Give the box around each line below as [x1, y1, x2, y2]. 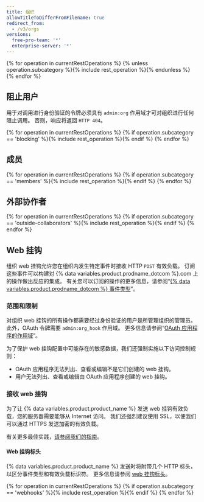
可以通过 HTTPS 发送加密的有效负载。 [6, 420, 102, 427]
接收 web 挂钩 [6, 390, 47, 399]
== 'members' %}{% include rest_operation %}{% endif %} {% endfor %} [6, 177, 192, 184]
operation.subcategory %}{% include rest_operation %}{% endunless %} [6, 66, 191, 73]
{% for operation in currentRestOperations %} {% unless [6, 59, 148, 67]
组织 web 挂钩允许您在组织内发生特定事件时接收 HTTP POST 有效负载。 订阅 [6, 262, 195, 270]
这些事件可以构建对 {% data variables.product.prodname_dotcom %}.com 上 [6, 270, 199, 277]
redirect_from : [6, 20, 45, 26]
